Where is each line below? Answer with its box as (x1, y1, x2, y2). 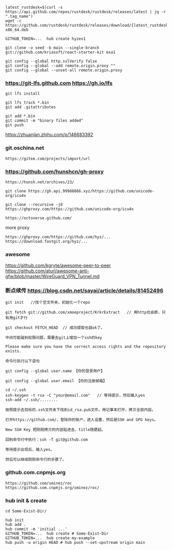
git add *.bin (5, 113, 36, 119)
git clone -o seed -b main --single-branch (5, 45, 100, 50)
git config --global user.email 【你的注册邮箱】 (5, 379, 107, 384)
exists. (5, 349, 22, 354)
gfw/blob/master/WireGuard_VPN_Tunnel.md (5, 273, 100, 280)
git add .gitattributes (5, 105, 56, 110)
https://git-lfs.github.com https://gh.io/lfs (5, 80, 113, 87)
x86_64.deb (5, 27, 29, 32)
